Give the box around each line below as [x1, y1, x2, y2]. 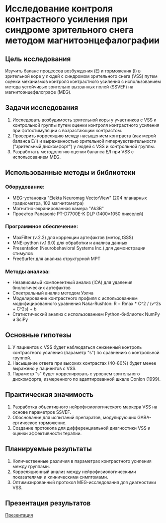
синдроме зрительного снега [5, 24, 134, 35]
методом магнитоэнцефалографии [5, 35, 160, 46]
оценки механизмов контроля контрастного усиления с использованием [5, 78, 162, 84]
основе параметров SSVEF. [12, 409, 71, 415]
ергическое [12, 420, 38, 426]
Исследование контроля [5, 3, 113, 14]
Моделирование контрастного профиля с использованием [12, 295, 138, 301]
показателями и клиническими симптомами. [12, 474, 108, 480]
